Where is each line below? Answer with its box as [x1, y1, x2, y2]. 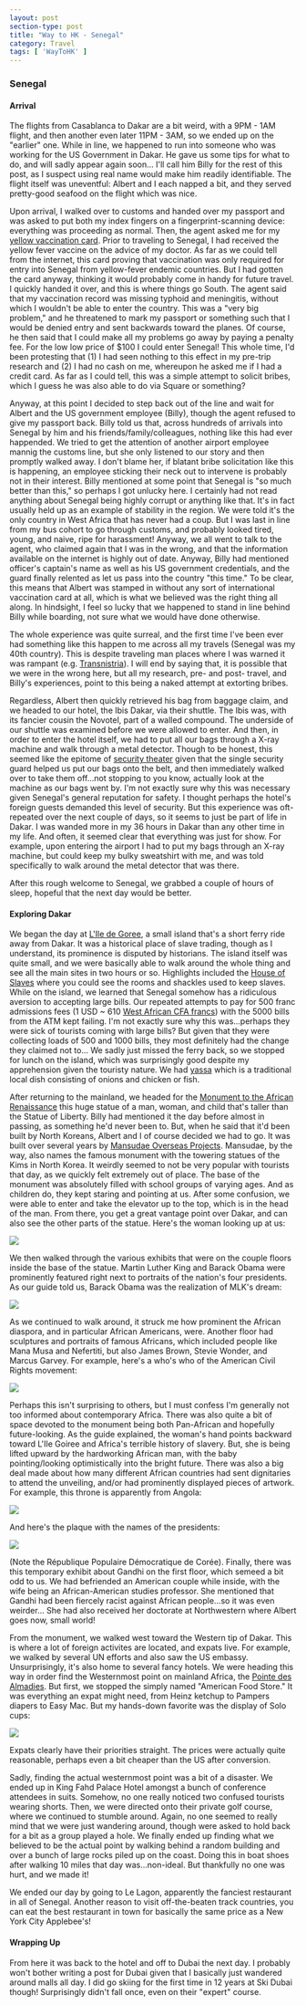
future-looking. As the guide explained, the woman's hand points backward [9, 1429, 292, 1440]
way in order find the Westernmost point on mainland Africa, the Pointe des [9, 1671, 292, 1682]
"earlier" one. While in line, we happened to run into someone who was [9, 140, 276, 151]
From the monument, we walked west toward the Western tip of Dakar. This [9, 1633, 292, 1644]
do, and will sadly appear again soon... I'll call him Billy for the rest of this [9, 159, 283, 170]
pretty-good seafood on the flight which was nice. [9, 188, 198, 199]
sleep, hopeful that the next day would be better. [9, 887, 192, 899]
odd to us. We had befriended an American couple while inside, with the [9, 1576, 280, 1587]
